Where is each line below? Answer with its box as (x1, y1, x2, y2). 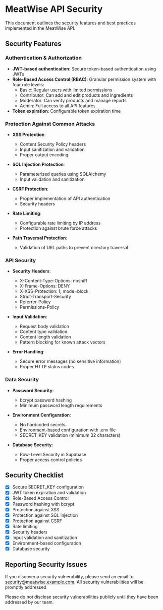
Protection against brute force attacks (19, 225, 98, 231)
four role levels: (12, 81, 45, 87)
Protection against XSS (12, 506, 59, 512)
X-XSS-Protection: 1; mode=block (19, 288, 89, 294)
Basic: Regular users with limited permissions (19, 87, 112, 93)
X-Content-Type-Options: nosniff (19, 278, 88, 284)
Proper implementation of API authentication (19, 195, 110, 202)
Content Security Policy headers (19, 141, 86, 147)
